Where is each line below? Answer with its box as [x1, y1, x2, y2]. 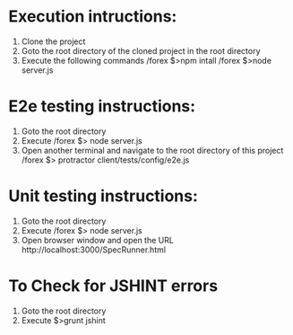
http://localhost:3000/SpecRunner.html [21, 244, 167, 255]
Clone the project [21, 36, 86, 47]
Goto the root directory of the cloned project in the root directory [21, 45, 261, 56]
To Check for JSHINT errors [8, 276, 219, 295]
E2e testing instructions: [8, 96, 196, 117]
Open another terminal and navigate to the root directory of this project [21, 145, 284, 155]
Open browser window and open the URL [21, 234, 174, 245]
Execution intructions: [8, 6, 177, 27]
